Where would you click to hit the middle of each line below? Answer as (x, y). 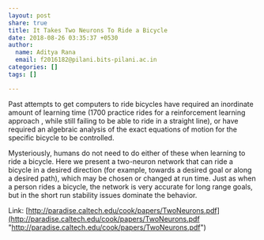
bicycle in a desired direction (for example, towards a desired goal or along (130, 170)
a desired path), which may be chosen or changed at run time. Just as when (132, 178)
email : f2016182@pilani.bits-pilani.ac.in (86, 60)
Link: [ (19, 210)
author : (21, 45)
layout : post (30, 15)
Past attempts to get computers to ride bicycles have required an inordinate (131, 104)
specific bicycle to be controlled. (61, 137)
